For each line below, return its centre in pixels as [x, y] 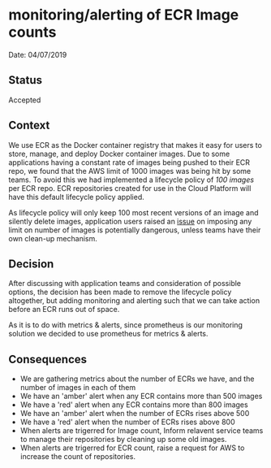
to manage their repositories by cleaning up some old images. [123, 440]
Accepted [25, 100]
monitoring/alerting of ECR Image [124, 15]
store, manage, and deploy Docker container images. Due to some [119, 154]
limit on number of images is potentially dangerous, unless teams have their [135, 230]
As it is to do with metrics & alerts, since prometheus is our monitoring [126, 325]
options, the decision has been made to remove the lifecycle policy [120, 292]
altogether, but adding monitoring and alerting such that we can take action [134, 301]
